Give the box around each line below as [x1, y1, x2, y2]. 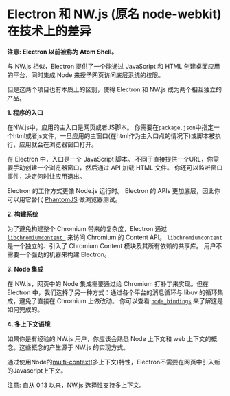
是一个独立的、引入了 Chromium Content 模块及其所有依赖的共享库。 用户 [7, 241, 216, 250]
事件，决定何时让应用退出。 [7, 172, 86, 180]
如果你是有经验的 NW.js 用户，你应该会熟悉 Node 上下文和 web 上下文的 [7, 334, 211, 342]
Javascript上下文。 [12, 366, 67, 375]
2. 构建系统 [7, 210, 39, 218]
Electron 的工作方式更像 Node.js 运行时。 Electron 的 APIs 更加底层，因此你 [7, 186, 221, 195]
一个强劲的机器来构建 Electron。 [19, 250, 111, 258]
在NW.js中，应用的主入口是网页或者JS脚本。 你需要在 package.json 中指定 [7, 123, 214, 131]
